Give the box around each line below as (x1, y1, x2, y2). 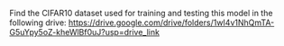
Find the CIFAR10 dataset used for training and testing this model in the (9, 8, 273, 18)
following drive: (9, 17, 67, 28)
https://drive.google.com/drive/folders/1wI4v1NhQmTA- (68, 17, 275, 28)
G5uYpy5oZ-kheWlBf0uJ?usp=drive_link (9, 27, 160, 37)
